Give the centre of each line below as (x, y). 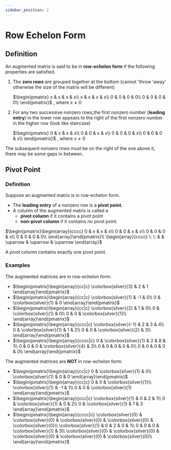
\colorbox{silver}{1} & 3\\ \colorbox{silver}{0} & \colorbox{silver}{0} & (86, 431)
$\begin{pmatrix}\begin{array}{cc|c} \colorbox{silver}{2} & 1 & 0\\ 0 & (86, 308)
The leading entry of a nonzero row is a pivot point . (67, 205)
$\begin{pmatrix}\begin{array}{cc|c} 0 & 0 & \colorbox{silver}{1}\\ (82, 382)
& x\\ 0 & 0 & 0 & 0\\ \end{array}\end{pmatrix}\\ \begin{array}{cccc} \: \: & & (85, 237)
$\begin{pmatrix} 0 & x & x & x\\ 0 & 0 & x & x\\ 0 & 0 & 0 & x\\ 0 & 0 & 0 (87, 133)
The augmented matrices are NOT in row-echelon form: (64, 361)
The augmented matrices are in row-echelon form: (58, 277)
